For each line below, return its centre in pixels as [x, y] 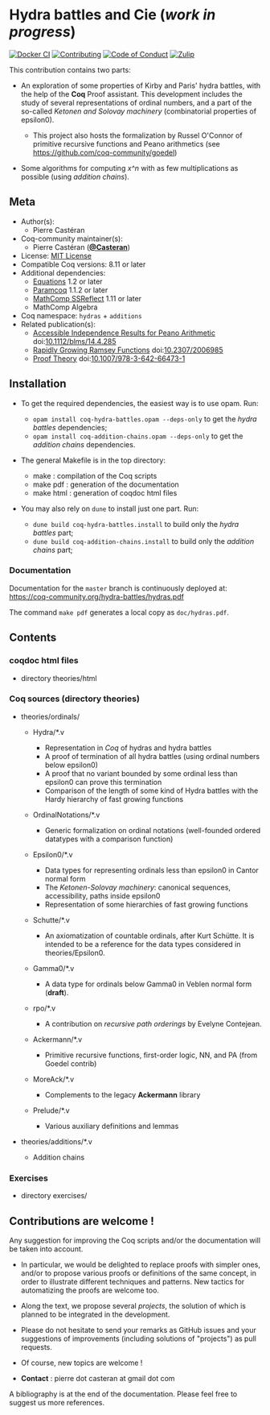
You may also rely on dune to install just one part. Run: [110, 508]
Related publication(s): [58, 324]
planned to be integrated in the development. [95, 1314]
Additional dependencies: [63, 272]
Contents [33, 638]
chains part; [53, 550]
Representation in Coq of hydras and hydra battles [128, 748]
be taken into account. [46, 1249]
